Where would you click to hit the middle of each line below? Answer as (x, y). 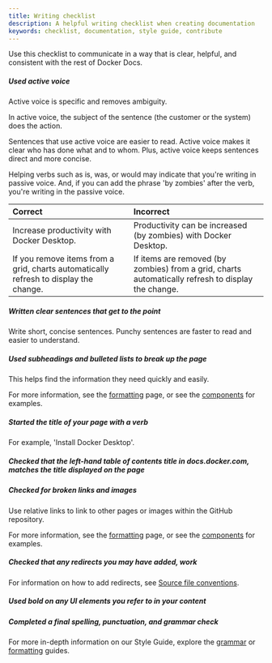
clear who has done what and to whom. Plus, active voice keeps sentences (134, 150)
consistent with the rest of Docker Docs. (76, 62)
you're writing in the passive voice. (67, 192)
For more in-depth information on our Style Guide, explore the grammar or (132, 642)
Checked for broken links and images (73, 490)
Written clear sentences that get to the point (85, 311)
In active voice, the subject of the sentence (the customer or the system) (130, 118)
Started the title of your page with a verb (78, 421)
